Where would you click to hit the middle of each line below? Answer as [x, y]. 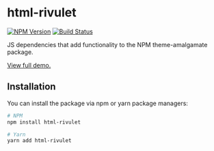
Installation [31, 87]
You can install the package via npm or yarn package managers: [97, 103]
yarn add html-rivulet [39, 141]
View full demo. [29, 65]
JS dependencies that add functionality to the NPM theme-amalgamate [107, 44]
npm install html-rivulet [44, 122]
